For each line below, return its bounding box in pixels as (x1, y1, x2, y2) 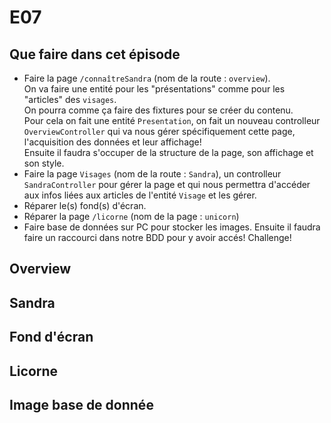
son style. (23, 157, 65, 169)
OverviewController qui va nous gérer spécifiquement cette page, (23, 126, 296, 137)
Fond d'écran (9, 329, 94, 346)
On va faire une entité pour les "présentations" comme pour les (23, 83, 286, 95)
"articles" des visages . (23, 94, 117, 105)
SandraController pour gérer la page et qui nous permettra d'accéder (23, 179, 311, 190)
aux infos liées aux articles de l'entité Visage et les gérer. (23, 189, 257, 201)
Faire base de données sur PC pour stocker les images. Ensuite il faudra (23, 221, 321, 233)
